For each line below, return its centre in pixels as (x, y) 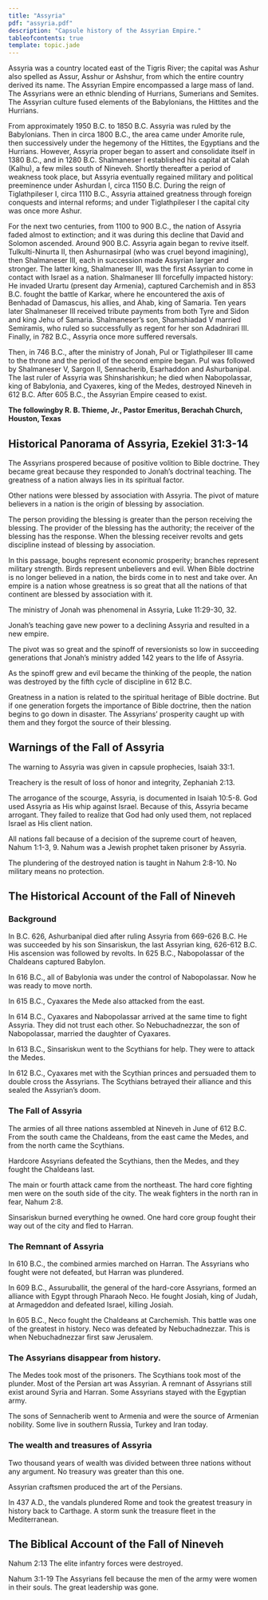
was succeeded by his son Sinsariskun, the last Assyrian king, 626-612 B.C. (133, 945)
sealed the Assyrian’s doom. (55, 1090)
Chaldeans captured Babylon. (57, 962)
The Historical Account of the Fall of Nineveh (122, 897)
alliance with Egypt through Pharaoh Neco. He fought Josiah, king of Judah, (133, 1296)
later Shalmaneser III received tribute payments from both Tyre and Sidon (129, 312)
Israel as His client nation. (51, 823)
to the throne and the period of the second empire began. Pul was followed (132, 361)
